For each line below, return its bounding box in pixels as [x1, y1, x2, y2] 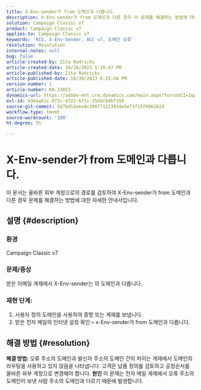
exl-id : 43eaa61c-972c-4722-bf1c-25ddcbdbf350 [6, 98, 124, 104]
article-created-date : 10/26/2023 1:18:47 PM [6, 64, 121, 71]
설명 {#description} [6, 216, 79, 226]
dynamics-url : [6, 92, 42, 98]
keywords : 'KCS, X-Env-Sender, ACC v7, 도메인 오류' [6, 37, 135, 43]
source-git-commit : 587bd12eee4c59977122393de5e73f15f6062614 [6, 103, 165, 110]
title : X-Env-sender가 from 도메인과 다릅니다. [6, 8, 115, 15]
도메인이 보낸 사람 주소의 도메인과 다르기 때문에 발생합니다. [6, 377, 144, 385]
